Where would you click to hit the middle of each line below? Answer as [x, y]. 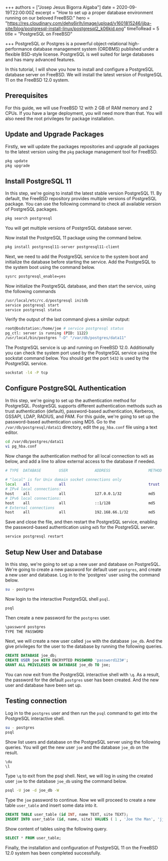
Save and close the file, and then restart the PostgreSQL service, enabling [81, 522]
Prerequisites [26, 96]
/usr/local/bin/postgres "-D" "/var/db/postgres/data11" [66, 338]
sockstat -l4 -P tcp [27, 373]
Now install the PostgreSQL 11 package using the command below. [73, 238]
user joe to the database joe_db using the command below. [66, 781]
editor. [12, 432]
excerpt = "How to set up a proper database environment [94, 13]
